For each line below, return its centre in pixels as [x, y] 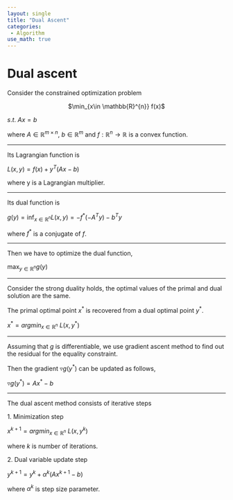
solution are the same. [39, 296]
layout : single [29, 14]
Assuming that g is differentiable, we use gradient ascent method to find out [116, 347]
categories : [24, 26]
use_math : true [29, 40]
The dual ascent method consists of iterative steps [79, 403]
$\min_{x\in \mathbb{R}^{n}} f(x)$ [116, 106]
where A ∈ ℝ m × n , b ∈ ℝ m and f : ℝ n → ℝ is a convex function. [98, 134]
